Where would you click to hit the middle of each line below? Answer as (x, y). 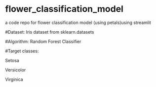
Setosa (12, 60)
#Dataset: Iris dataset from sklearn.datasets (50, 32)
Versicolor (16, 70)
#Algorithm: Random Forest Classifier (43, 41)
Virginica (14, 79)
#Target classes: (22, 51)
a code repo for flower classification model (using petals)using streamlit (78, 22)
